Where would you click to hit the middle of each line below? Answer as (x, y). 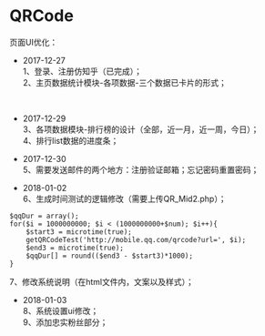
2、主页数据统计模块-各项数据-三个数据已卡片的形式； (125, 82)
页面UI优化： (34, 42)
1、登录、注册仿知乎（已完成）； (82, 71)
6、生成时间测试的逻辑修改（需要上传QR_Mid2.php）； (124, 199)
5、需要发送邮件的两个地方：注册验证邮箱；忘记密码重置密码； (141, 169)
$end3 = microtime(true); (75, 248)
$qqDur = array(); (44, 216)
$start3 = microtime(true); (79, 232)
